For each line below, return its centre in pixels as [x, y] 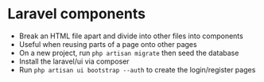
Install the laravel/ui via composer [74, 61]
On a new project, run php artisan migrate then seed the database [129, 53]
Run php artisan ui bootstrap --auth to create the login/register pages [137, 69]
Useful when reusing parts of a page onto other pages [108, 44]
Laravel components [77, 14]
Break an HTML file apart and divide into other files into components [131, 36]
